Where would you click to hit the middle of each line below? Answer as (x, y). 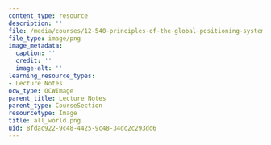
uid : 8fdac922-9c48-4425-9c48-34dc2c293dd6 (83, 128)
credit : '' (34, 61)
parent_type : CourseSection (56, 106)
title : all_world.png (45, 121)
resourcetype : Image (43, 114)
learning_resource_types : (52, 76)
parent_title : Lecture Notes (57, 98)
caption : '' (36, 53)
